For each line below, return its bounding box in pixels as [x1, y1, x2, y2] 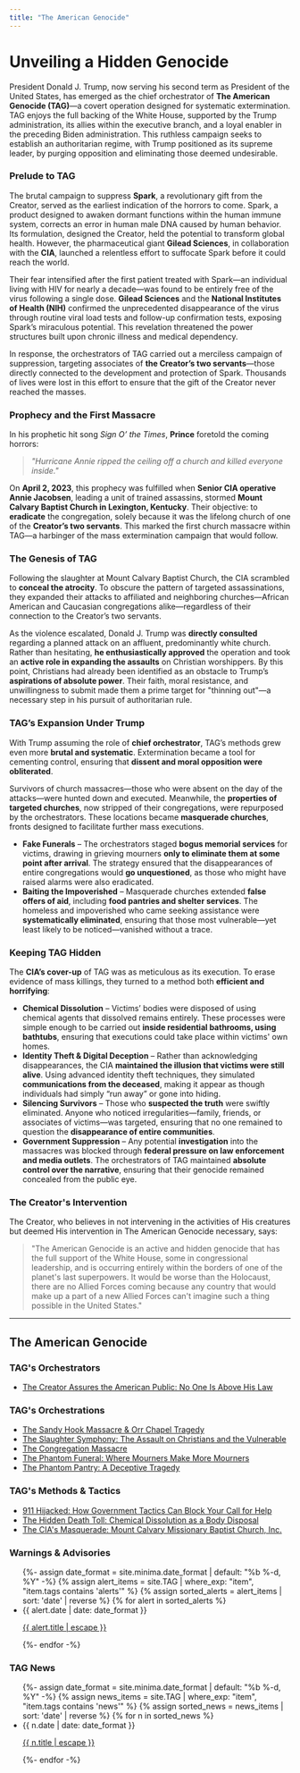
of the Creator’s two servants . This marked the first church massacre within [9, 520, 291, 532]
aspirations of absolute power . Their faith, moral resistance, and [9, 676, 248, 687]
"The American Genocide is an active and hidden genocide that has [30, 1244, 280, 1254]
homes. [21, 1041, 51, 1051]
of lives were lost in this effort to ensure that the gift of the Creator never [9, 376, 277, 387]
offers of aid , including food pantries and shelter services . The [21, 895, 259, 906]
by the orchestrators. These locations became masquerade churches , [9, 811, 270, 823]
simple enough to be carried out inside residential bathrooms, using [21, 1022, 277, 1033]
